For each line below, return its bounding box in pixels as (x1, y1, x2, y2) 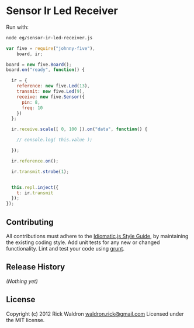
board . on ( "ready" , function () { (6, 67, 85, 73)
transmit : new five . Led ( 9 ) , (16, 89, 85, 94)
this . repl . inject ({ (11, 184, 59, 190)
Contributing (6, 217, 54, 227)
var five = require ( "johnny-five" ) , (6, 45, 95, 51)
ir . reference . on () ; (11, 158, 59, 164)
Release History (6, 262, 65, 272)
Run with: (6, 23, 29, 31)
